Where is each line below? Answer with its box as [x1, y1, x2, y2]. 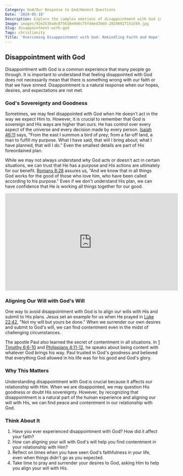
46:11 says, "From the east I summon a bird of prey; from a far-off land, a [5, 131, 153, 137]
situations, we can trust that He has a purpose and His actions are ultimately [5, 162, 160, 168]
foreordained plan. [5, 147, 43, 153]
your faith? [12, 433, 35, 439]
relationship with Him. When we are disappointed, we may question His [5, 384, 149, 389]
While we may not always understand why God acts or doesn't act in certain [5, 157, 160, 163]
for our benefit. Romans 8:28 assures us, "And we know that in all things [5, 168, 152, 173]
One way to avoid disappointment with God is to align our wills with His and [5, 308, 158, 314]
